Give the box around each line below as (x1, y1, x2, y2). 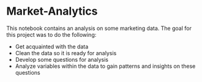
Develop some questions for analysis (15, 56, 109, 63)
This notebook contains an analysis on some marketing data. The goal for (6, 24, 192, 32)
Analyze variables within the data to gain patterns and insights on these (15, 62, 196, 70)
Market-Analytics (6, 4, 98, 18)
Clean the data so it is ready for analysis (15, 49, 117, 56)
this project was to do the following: (6, 31, 97, 38)
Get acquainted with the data (15, 43, 89, 50)
